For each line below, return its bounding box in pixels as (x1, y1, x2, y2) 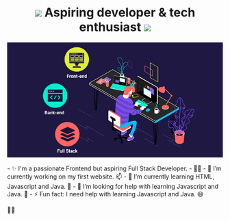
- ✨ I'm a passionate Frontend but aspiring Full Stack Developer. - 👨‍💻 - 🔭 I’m (7, 164, 222, 172)
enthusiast (79, 19, 142, 35)
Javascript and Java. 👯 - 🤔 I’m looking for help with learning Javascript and (7, 182, 219, 190)
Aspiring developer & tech (44, 5, 196, 21)
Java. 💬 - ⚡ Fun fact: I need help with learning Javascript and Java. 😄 (7, 190, 204, 198)
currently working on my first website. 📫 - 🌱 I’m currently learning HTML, (7, 172, 215, 181)
